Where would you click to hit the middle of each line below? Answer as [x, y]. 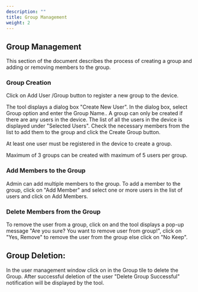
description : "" [26, 12]
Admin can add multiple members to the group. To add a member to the [93, 183]
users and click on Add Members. [47, 196]
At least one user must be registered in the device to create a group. [89, 144]
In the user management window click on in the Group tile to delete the [92, 270]
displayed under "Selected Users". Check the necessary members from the [98, 126]
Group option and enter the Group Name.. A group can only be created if [95, 113]
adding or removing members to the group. [59, 67]
